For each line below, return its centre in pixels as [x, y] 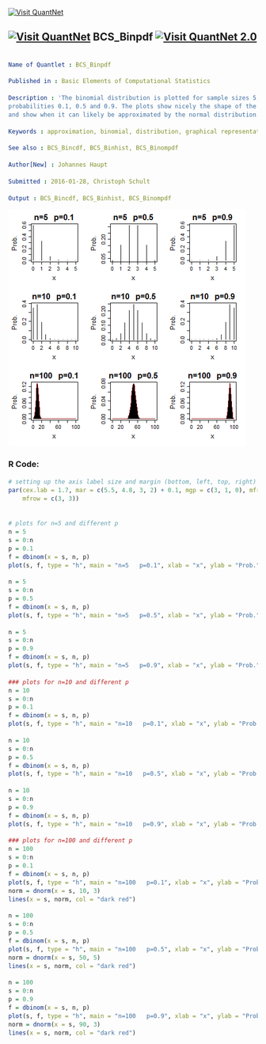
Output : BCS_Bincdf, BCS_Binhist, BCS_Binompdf [90, 198]
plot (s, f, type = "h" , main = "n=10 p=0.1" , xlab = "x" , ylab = [122, 724]
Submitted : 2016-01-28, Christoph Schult [79, 181]
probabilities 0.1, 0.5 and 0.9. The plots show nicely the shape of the [133, 107]
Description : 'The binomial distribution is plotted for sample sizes [129, 98]
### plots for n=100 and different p [70, 841]
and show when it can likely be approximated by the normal [110, 115]
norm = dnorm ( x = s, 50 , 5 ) [55, 958]
